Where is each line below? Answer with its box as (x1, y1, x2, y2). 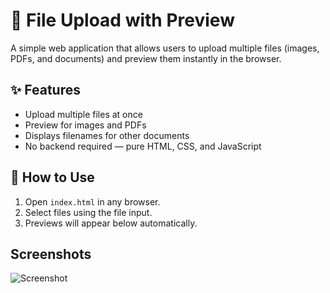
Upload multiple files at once (24, 108, 143, 120)
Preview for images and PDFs (24, 119, 147, 131)
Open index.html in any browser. (24, 195, 161, 208)
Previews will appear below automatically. (24, 217, 198, 229)
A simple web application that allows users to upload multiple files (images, (10, 42, 320, 54)
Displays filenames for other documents (24, 129, 190, 141)
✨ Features (10, 82, 81, 99)
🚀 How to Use (10, 169, 95, 186)
